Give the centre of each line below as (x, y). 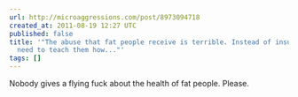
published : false (41, 34)
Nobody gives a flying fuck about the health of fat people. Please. (129, 83)
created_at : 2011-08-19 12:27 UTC (73, 26)
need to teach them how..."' (71, 50)
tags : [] (25, 58)
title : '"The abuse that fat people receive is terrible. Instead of (141, 42)
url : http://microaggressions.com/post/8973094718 (105, 17)
